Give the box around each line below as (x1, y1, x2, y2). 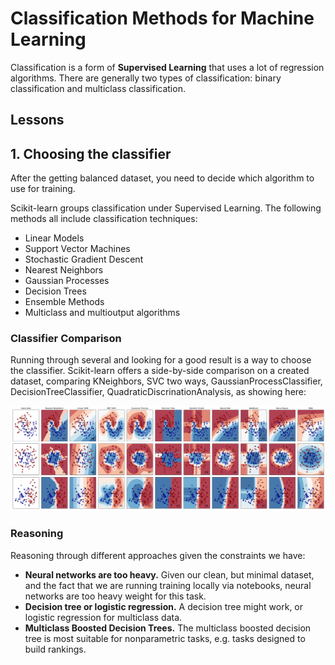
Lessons (10, 112, 65, 129)
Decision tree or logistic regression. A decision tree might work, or (24, 600, 304, 612)
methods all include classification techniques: (10, 213, 198, 225)
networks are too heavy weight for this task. (24, 590, 207, 602)
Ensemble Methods (24, 296, 105, 308)
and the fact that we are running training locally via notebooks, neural (24, 579, 312, 591)
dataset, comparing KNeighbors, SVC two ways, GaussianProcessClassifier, (10, 375, 323, 387)
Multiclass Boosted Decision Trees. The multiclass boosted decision (24, 622, 312, 634)
